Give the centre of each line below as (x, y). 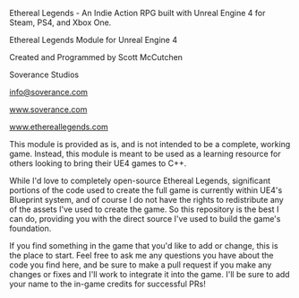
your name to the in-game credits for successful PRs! (107, 284)
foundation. (30, 228)
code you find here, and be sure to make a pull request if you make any (141, 265)
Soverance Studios (44, 74)
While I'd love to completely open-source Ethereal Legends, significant (140, 180)
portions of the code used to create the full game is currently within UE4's (146, 190)
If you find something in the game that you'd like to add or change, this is (144, 245)
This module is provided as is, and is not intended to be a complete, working (150, 144)
